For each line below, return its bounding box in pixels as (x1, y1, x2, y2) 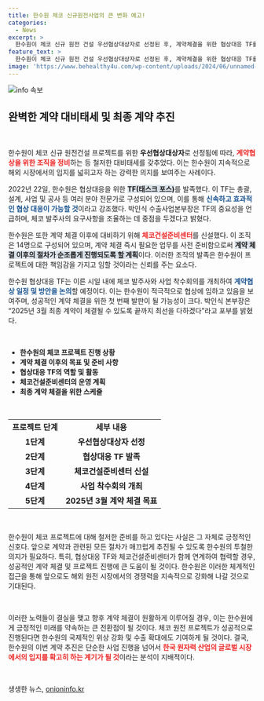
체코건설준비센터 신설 (74, 466, 149, 476)
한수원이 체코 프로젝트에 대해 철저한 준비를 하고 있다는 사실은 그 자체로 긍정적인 (8, 531, 251, 542)
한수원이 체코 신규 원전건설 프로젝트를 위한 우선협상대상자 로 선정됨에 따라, (8, 148, 235, 157)
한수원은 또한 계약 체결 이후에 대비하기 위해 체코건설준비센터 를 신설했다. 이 (8, 230, 237, 239)
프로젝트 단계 (12, 422, 58, 433)
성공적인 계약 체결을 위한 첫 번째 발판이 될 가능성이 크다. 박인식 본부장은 (31, 296, 251, 305)
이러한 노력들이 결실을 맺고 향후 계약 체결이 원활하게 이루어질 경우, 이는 (8, 613, 226, 623)
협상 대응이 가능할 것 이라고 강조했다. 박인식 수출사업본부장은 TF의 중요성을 (16, 203, 244, 213)
